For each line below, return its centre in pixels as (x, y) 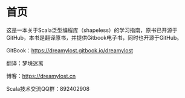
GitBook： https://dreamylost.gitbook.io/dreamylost (70, 50)
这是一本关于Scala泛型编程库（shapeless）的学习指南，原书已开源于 (92, 30)
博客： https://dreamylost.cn (41, 76)
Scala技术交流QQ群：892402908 (48, 88)
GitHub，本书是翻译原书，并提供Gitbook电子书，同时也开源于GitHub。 (94, 37)
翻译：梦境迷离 (25, 63)
